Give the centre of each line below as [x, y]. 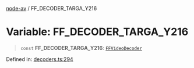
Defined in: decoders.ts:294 [40, 59]
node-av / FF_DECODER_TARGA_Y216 [52, 8]
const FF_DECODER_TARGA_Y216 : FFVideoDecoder [81, 48]
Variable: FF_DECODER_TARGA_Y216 [97, 32]
